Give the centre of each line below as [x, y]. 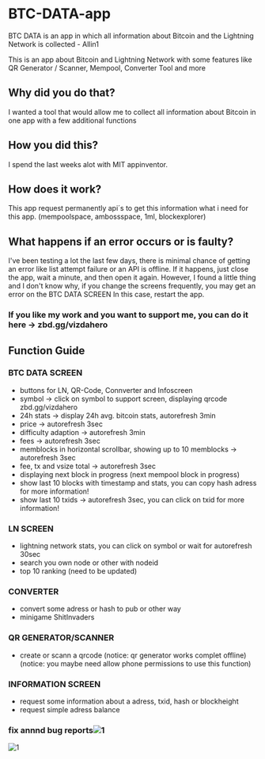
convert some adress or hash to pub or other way [100, 609]
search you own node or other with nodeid [89, 563]
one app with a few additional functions [72, 120]
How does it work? [55, 189]
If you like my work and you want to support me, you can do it [129, 315]
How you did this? [53, 145]
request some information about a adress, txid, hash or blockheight [129, 701]
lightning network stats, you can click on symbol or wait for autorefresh [136, 546]
